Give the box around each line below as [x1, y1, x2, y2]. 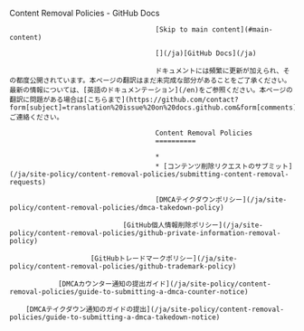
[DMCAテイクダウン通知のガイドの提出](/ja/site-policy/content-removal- [25, 305, 285, 314]
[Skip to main [155, 25, 208, 34]
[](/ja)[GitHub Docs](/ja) [155, 49, 257, 58]
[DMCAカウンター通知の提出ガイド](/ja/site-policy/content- [57, 279, 271, 288]
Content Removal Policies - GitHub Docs [9, 8, 160, 18]
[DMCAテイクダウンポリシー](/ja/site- [155, 195, 288, 204]
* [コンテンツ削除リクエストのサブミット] [155, 162, 293, 171]
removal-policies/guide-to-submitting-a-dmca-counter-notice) [9, 288, 249, 297]
